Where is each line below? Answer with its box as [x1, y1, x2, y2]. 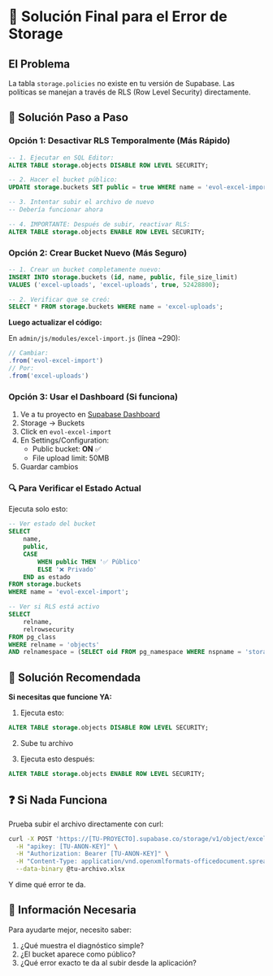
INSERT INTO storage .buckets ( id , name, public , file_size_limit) [8, 272, 238, 281]
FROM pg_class [8, 633, 57, 641]
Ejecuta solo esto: [8, 504, 68, 514]
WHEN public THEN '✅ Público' [37, 557, 141, 566]
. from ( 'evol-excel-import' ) [8, 357, 104, 365]
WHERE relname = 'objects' [8, 640, 100, 649]
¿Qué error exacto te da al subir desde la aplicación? [19, 957, 197, 967]
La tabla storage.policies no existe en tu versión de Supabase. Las [8, 79, 236, 88]
